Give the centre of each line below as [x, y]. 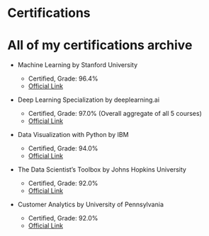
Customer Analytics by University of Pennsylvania [91, 205]
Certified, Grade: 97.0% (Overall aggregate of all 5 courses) [115, 114]
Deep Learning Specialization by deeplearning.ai [89, 100]
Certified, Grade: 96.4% [63, 78]
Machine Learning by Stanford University [78, 65]
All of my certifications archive [100, 46]
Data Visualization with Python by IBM [73, 135]
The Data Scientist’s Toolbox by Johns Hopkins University [102, 170]
